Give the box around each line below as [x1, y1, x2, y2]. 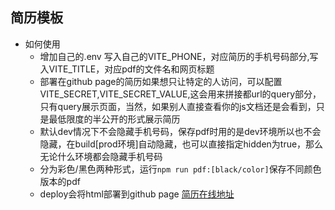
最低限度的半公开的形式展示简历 [48, 113, 181, 125]
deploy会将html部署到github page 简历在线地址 [39, 188, 235, 200]
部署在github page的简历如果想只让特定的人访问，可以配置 [39, 75, 283, 87]
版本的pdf [39, 175, 81, 187]
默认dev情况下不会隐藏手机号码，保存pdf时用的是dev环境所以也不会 [39, 125, 322, 137]
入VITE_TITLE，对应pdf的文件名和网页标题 [39, 63, 215, 75]
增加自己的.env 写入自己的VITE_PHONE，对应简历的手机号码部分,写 [39, 50, 319, 62]
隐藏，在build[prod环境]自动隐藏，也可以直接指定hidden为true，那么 [39, 138, 324, 150]
